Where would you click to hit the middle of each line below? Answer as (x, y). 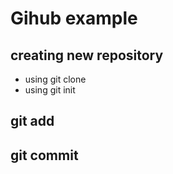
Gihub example (74, 18)
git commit (44, 155)
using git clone (55, 79)
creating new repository (87, 55)
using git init (50, 90)
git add (32, 121)
